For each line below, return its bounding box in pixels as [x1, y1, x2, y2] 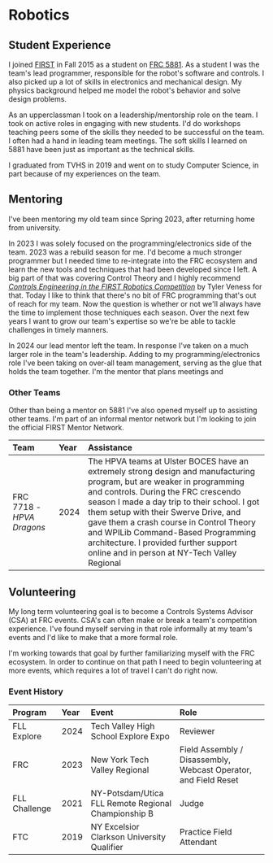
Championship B [90, 808, 154, 819]
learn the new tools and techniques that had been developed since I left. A [8, 264, 258, 274]
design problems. [8, 94, 67, 103]
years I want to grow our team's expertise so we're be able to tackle [8, 316, 236, 326]
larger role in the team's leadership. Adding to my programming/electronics [8, 349, 261, 359]
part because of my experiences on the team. [8, 169, 161, 178]
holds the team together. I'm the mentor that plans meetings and [8, 366, 223, 376]
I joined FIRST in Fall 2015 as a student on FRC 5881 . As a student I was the [8, 59, 260, 69]
